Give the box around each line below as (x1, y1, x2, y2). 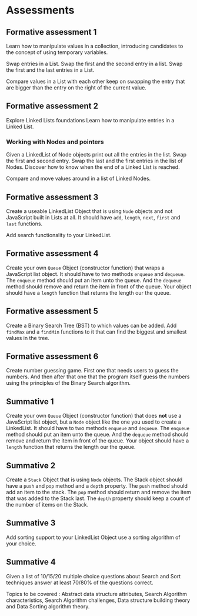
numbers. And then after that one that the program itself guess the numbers (6, 373, 190, 380)
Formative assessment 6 (6, 351, 99, 361)
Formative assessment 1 (6, 27, 97, 37)
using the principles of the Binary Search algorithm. (6, 379, 131, 387)
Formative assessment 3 (6, 192, 99, 202)
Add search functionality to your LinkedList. (6, 231, 112, 238)
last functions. (6, 220, 43, 227)
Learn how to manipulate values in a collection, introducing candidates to (6, 42, 183, 49)
